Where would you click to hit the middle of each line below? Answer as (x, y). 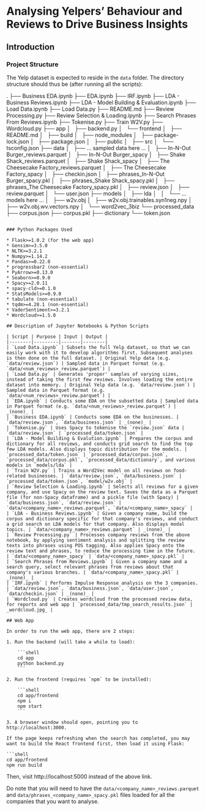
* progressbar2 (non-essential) (47, 267)
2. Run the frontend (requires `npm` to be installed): (79, 679)
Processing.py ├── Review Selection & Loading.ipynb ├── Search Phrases (101, 115)
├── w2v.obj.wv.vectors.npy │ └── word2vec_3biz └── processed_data (100, 206)
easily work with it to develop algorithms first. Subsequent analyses (99, 353)
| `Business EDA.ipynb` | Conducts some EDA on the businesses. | (93, 417)
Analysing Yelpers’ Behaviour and (94, 11)
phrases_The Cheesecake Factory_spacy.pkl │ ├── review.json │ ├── (98, 187)
